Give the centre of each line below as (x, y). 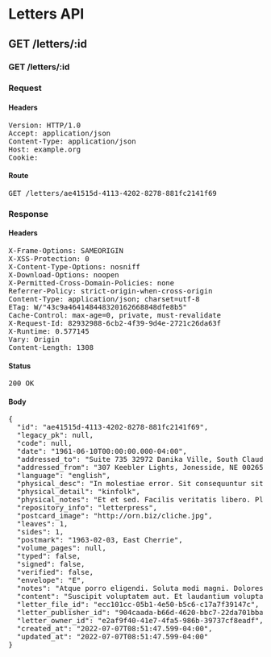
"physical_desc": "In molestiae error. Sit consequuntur (132, 484)
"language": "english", (64, 476)
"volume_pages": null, (61, 548)
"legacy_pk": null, (55, 435)
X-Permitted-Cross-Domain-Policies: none (92, 283)
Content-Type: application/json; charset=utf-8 (104, 299)
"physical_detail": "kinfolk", (79, 492)
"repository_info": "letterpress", (87, 508)
